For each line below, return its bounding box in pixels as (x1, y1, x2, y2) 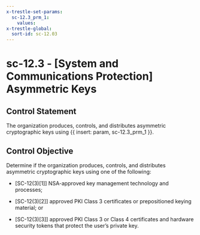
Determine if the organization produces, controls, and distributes (6, 161, 166, 168)
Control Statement (6, 106, 77, 116)
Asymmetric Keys (6, 82, 97, 96)
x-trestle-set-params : (6, 8, 63, 15)
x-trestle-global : (6, 25, 52, 32)
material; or (14, 204, 44, 211)
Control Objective (6, 146, 74, 156)
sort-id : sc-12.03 (11, 31, 58, 37)
